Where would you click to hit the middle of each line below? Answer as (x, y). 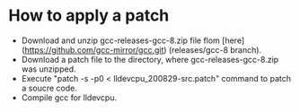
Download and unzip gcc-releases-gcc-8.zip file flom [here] (133, 40)
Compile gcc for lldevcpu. (69, 97)
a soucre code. (49, 88)
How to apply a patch (89, 16)
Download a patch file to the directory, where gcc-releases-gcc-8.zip (150, 59)
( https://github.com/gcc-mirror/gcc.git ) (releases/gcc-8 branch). (141, 49)
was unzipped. (49, 69)
